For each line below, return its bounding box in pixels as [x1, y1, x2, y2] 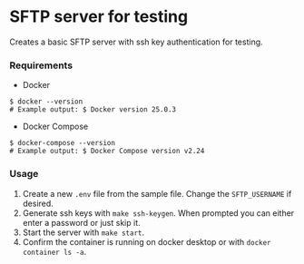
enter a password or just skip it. [22, 217, 141, 228]
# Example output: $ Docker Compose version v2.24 [9, 147, 205, 156]
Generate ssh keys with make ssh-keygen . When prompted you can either [22, 207, 295, 219]
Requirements [9, 59, 74, 72]
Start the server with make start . [22, 227, 145, 238]
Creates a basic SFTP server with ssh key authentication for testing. [9, 36, 263, 47]
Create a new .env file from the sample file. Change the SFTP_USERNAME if [22, 188, 292, 199]
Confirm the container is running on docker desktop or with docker [22, 236, 271, 247]
